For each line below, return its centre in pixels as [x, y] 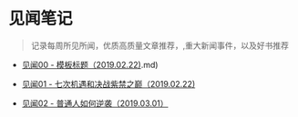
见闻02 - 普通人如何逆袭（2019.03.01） [95, 103]
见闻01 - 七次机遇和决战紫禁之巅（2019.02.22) [108, 83]
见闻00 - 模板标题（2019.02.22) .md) [90, 64]
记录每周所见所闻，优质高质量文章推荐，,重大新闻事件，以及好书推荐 [159, 45]
